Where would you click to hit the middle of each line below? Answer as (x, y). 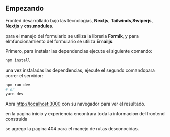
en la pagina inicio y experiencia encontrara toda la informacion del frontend (85, 114)
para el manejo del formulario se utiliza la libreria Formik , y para (72, 36)
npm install (18, 60)
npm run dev (18, 85)
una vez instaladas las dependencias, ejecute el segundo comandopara (80, 70)
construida (16, 119)
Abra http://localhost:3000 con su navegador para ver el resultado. (75, 104)
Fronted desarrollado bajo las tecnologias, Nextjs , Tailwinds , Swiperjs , (79, 20)
